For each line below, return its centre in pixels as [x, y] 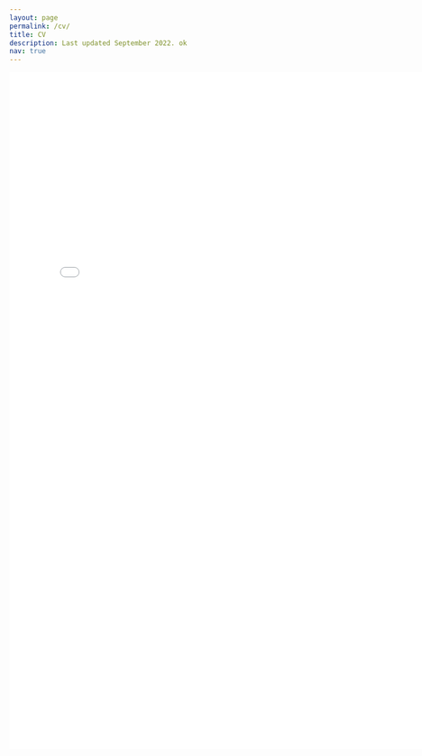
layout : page [34, 18]
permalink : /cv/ [40, 26]
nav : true [28, 51]
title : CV [28, 34]
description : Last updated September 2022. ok [98, 43]
